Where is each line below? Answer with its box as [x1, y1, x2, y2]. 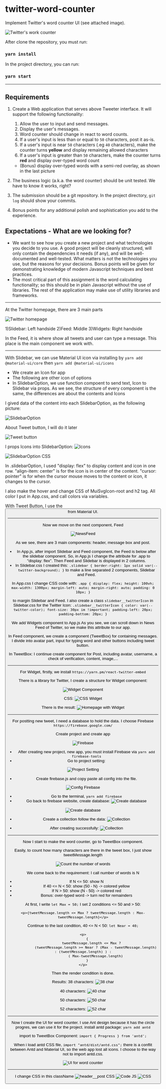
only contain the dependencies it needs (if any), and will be [12, 250, 133, 256]
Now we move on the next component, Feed [42, 522, 124, 527]
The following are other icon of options [12, 375, 92, 381]
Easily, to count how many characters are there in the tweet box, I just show [14, 848, 152, 853]
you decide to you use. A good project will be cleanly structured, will [12, 245, 152, 251]
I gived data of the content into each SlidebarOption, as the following [5, 400, 145, 406]
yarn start [5, 74, 31, 80]
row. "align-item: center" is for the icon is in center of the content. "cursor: [5, 468, 157, 474]
